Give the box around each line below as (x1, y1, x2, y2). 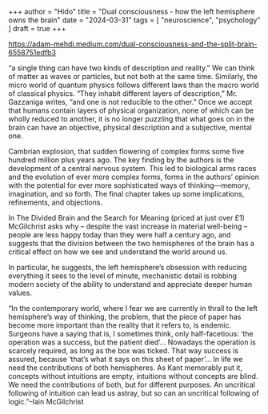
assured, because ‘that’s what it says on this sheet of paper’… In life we (8, 355, 243, 364)
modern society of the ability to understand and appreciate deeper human (8, 280, 253, 289)
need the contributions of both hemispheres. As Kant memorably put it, (8, 363, 242, 372)
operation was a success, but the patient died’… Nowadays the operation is (8, 337, 256, 347)
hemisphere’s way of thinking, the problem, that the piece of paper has (8, 312, 242, 321)
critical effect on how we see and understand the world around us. (8, 247, 228, 257)
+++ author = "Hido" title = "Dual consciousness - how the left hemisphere (8, 7, 255, 16)
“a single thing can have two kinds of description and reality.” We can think (8, 63, 255, 73)
